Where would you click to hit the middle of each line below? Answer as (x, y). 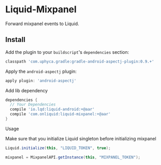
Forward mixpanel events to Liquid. (42, 24)
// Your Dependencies (33, 105)
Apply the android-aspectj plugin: (41, 71)
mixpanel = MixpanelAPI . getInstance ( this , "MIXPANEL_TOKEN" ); (73, 157)
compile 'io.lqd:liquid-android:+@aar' (52, 109)
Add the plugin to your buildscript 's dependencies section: (67, 52)
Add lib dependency (27, 90)
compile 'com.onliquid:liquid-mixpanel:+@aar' (60, 114)
